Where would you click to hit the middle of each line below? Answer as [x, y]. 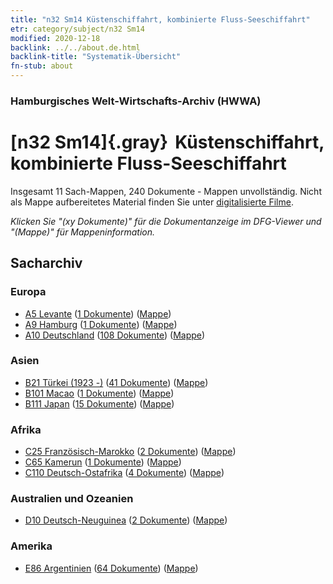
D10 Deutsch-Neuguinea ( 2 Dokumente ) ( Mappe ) [126, 520]
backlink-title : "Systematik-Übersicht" [96, 57]
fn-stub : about [42, 66]
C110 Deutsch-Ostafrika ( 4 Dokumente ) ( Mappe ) [124, 473]
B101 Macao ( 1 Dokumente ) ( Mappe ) [99, 393]
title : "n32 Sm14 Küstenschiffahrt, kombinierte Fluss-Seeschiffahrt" [160, 19]
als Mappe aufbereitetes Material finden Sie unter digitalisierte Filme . [152, 202]
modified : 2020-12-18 [55, 38]
